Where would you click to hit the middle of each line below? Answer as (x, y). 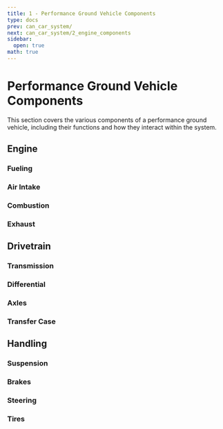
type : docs (23, 20)
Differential (27, 285)
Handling (27, 344)
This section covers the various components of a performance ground (107, 120)
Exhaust (21, 223)
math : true (23, 52)
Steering (22, 401)
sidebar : (20, 39)
